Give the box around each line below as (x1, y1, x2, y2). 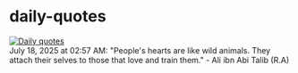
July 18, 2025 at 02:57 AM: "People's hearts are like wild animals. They (9, 45, 271, 55)
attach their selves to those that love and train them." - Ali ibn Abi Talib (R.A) (9, 54, 289, 65)
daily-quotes (9, 6, 106, 27)
